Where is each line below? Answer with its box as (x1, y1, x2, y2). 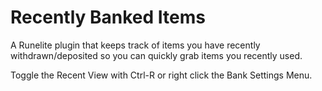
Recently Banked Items (10, 6, 206, 29)
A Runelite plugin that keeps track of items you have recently (10, 39, 261, 51)
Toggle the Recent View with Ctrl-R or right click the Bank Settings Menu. (10, 69, 313, 81)
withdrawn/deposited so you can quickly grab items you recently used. (10, 49, 303, 61)
